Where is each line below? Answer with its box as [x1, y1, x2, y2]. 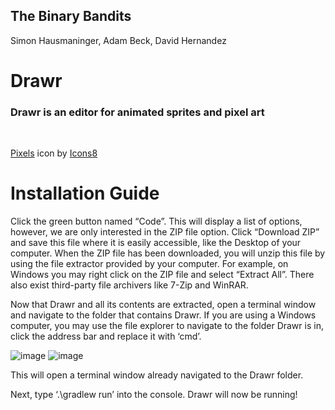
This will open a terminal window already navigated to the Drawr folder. [10, 369, 304, 381]
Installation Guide [10, 182, 160, 205]
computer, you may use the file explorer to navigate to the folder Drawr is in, [10, 320, 324, 332]
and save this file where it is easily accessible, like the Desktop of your [10, 237, 302, 249]
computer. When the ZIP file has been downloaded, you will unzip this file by [10, 247, 326, 259]
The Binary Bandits [10, 8, 132, 25]
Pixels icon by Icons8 [10, 147, 98, 159]
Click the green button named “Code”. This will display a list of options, [10, 215, 303, 228]
